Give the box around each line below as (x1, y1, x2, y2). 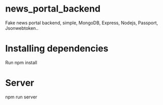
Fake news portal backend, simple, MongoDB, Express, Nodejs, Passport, (5, 20, 158, 26)
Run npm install (5, 59, 37, 66)
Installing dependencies (5, 43, 108, 55)
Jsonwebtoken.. (5, 25, 39, 31)
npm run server (5, 94, 37, 100)
